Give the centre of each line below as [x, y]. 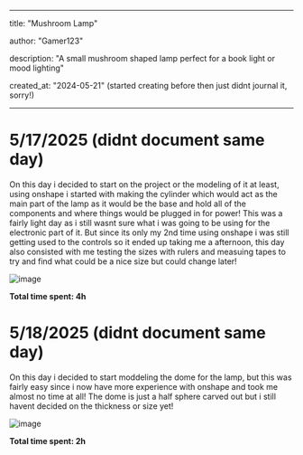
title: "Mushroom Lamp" [54, 23]
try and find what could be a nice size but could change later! [123, 261]
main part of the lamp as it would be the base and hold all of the [128, 204]
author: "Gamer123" [46, 41]
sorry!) [22, 95]
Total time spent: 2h [47, 441]
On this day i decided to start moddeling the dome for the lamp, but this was [151, 377]
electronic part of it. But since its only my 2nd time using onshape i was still [149, 232]
